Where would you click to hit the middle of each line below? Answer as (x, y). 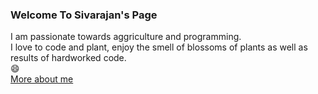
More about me (42, 79)
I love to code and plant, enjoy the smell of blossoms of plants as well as (159, 47)
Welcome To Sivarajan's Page (84, 15)
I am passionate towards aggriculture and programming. (126, 37)
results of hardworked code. (68, 58)
